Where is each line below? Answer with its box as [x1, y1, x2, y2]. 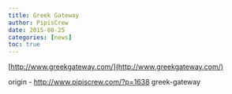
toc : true [8, 41, 41, 49]
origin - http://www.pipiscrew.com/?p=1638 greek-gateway [8, 78, 201, 87]
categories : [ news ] [8, 33, 73, 42]
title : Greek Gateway [8, 11, 80, 20]
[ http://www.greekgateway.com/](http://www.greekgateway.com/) [8, 62, 223, 71]
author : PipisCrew [8, 19, 69, 27]
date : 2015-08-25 [8, 26, 65, 34]
